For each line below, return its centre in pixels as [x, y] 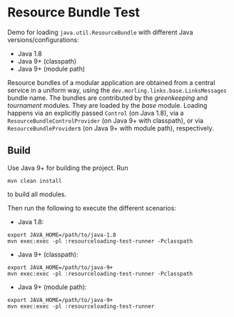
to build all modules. [37, 194]
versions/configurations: [44, 39]
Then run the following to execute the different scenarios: [92, 208]
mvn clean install [35, 181]
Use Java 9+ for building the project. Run [68, 168]
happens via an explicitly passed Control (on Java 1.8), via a [96, 113]
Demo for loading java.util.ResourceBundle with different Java [101, 32]
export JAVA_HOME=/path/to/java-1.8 [62, 235]
